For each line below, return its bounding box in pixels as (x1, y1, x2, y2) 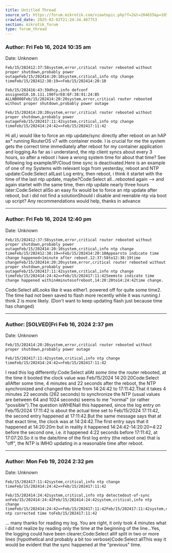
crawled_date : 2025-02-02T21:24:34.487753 (5, 17, 97, 22)
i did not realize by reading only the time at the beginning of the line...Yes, (5, 525, 160, 531)
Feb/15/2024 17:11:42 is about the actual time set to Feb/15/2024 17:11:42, (5, 408, 160, 414)
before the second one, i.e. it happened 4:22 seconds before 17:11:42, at (5, 429, 158, 435)
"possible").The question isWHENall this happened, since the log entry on (5, 402, 161, 408)
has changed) (5, 303, 35, 309)
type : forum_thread (5, 27, 47, 32)
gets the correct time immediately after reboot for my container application (5, 143, 163, 149)
